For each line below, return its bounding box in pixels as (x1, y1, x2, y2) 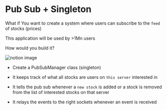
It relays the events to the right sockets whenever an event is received (12, 99, 157, 105)
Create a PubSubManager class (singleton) (12, 64, 101, 70)
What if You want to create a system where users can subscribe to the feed (5, 20, 160, 26)
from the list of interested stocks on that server (12, 89, 109, 95)
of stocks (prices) (5, 25, 41, 31)
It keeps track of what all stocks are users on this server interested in (12, 74, 158, 80)
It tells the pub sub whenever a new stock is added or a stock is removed (12, 84, 162, 90)
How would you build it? (5, 45, 55, 51)
